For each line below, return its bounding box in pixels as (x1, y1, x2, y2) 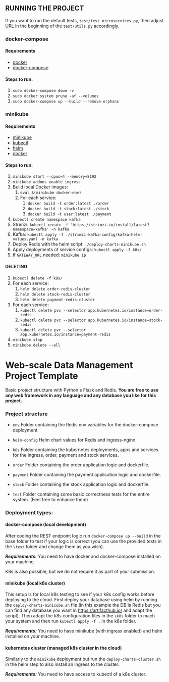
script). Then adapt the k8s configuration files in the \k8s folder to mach (5, 613, 155, 619)
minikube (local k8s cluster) (5, 580, 66, 586)
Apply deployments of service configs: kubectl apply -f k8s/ (12, 247, 142, 253)
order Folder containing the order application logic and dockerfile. (12, 462, 150, 468)
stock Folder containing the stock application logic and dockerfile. (12, 481, 150, 487)
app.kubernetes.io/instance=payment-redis (20, 332, 111, 337)
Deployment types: (5, 509, 53, 516)
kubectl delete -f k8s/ (12, 275, 63, 281)
